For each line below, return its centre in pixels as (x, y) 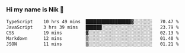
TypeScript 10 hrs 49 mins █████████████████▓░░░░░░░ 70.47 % (92, 22)
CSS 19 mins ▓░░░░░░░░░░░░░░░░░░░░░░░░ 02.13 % (92, 33)
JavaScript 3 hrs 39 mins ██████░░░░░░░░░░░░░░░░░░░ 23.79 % (92, 27)
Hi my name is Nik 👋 (35, 10)
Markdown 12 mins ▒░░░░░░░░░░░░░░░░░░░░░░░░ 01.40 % (92, 38)
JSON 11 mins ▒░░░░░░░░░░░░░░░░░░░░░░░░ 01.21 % (92, 44)
